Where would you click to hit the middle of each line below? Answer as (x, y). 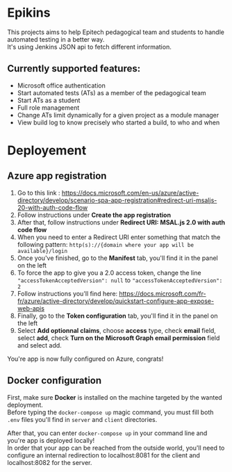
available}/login (42, 251)
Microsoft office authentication (61, 86)
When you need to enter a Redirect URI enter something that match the (119, 237)
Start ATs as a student (49, 100)
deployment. (25, 405)
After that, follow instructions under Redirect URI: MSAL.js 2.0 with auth (121, 222)
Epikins (29, 13)
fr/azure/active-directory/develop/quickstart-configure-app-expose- (115, 301)
